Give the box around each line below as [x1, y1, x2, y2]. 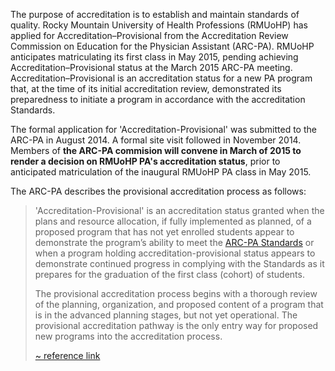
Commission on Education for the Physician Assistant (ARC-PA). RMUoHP [10, 40, 315, 52]
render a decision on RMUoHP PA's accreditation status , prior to [10, 155, 281, 167]
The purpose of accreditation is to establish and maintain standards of [10, 9, 300, 20]
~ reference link [34, 350, 101, 361]
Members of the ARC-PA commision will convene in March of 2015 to [10, 145, 302, 156]
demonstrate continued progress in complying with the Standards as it [34, 258, 325, 269]
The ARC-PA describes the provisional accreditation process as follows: [10, 185, 307, 197]
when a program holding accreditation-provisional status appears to [34, 247, 316, 259]
